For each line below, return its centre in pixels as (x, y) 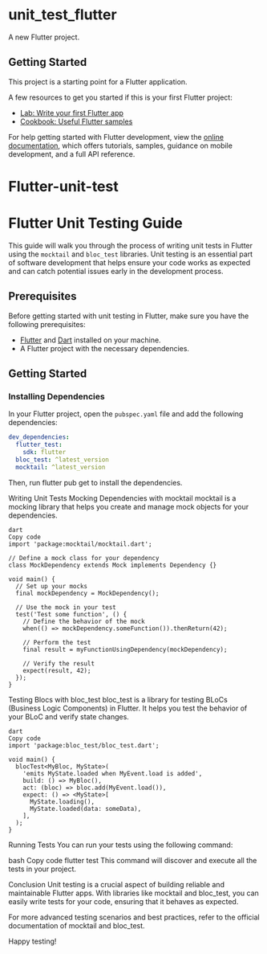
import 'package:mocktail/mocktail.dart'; (80, 544)
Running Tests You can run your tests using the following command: (121, 845)
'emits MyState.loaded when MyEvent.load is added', (113, 773)
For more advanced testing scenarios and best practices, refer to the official (134, 917)
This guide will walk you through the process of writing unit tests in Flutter (131, 245)
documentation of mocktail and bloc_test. (77, 925)
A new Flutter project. (44, 37)
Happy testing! (32, 941)
